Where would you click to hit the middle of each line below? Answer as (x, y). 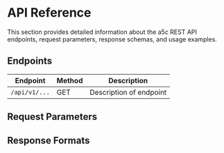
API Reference (49, 13)
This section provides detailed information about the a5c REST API (102, 32)
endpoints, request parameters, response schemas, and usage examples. (112, 39)
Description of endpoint (128, 92)
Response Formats (49, 140)
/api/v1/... (31, 92)
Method (70, 80)
